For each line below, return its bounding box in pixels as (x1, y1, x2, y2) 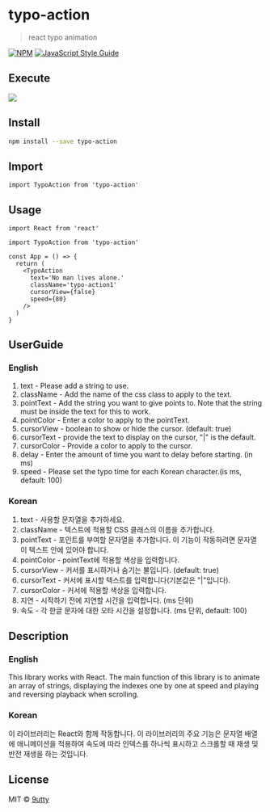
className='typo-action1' (29, 281, 117, 289)
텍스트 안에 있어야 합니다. (28, 545, 109, 555)
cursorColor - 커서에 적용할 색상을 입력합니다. (19, 586, 167, 595)
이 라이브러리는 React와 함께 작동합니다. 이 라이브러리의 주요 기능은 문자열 (8, 729, 243, 738)
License (8, 773, 49, 787)
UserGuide (8, 338, 64, 352)
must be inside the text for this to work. (19, 406, 151, 416)
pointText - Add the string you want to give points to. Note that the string (19, 398, 263, 407)
